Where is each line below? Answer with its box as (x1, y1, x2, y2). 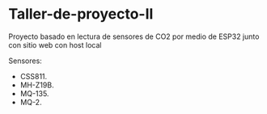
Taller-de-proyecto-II (8, 5, 154, 23)
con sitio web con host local (8, 40, 102, 49)
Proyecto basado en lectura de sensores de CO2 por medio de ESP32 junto (8, 32, 260, 41)
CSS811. (19, 71, 48, 81)
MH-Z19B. (19, 80, 54, 90)
